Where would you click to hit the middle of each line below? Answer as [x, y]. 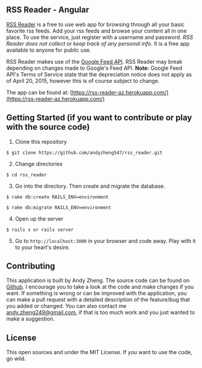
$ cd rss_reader [26, 175]
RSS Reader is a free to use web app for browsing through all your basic [96, 24]
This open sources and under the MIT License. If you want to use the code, [99, 352]
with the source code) [48, 127]
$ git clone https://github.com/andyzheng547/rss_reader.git [84, 153]
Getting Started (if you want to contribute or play [99, 118]
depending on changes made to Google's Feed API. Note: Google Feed [94, 68]
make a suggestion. [31, 319]
